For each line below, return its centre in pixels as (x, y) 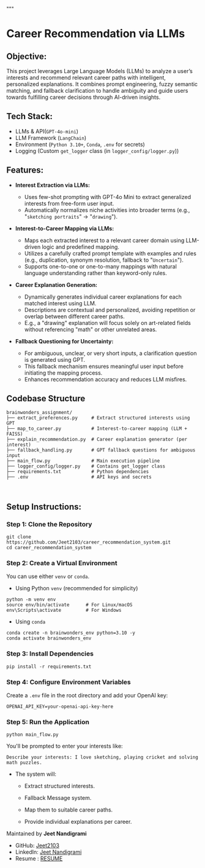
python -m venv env (31, 600)
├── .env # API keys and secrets (79, 477)
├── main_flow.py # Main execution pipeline (83, 461)
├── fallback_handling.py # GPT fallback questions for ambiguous (101, 450)
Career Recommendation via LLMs (96, 34)
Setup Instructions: (44, 506)
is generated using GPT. (55, 359)
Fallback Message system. (58, 798)
